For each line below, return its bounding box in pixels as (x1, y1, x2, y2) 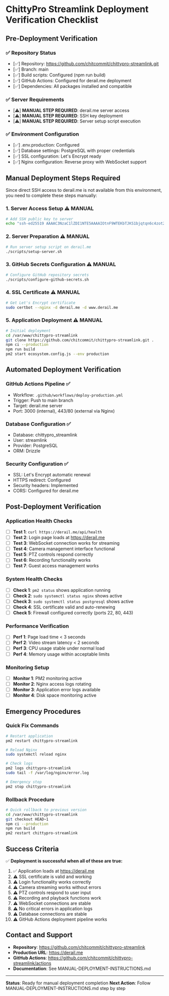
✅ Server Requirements (6, 96, 65, 103)
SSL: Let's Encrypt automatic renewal (13, 472, 91, 478)
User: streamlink (13, 437, 47, 443)
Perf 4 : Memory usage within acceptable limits (13, 651, 110, 657)
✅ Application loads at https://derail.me (13, 868, 95, 874)
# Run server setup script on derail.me (6, 244, 92, 250)
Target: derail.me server (13, 403, 63, 409)
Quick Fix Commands (6, 722, 59, 729)
